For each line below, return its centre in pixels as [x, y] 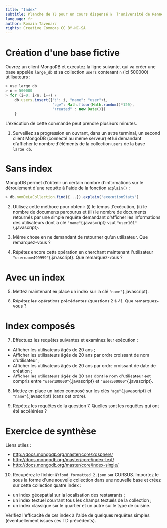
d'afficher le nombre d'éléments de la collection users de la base [79, 144]
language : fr [19, 19]
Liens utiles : [19, 445]
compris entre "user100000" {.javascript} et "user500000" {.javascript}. [83, 381]
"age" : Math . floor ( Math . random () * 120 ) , [93, 105]
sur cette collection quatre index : [47, 485]
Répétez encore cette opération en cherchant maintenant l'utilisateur [83, 252]
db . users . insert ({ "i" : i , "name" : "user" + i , [61, 100]
